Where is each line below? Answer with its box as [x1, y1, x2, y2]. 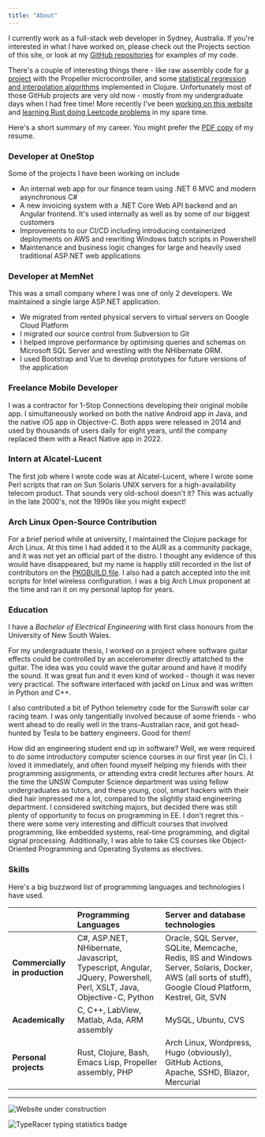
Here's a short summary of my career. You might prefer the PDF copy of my [8, 122, 254, 132]
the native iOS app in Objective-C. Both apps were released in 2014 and [8, 417, 241, 426]
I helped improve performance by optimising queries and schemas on [19, 337, 246, 347]
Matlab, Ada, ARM [77, 1014, 144, 1025]
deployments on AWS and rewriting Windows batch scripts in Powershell [19, 234, 256, 243]
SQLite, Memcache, [165, 942, 238, 953]
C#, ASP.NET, [77, 932, 129, 944]
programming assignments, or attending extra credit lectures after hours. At [8, 769, 254, 779]
